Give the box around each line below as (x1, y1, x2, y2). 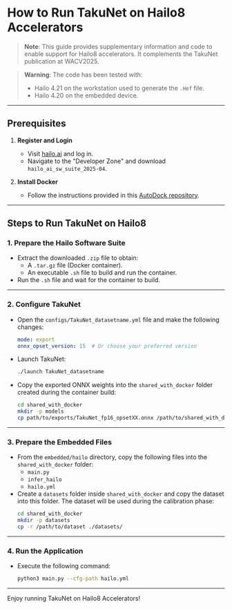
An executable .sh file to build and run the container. (27, 268, 177, 277)
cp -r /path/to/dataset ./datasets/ (17, 523, 123, 530)
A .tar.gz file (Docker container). (27, 261, 123, 270)
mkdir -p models (17, 408, 64, 415)
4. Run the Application (7, 546, 84, 556)
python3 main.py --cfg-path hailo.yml (17, 575, 129, 582)
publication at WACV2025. (23, 57, 99, 65)
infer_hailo (27, 476, 62, 483)
